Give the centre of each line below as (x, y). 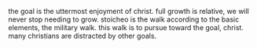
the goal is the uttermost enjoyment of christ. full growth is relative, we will (129, 11)
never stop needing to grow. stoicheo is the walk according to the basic (124, 19)
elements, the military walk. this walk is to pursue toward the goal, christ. (126, 27)
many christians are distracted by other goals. (83, 36)
